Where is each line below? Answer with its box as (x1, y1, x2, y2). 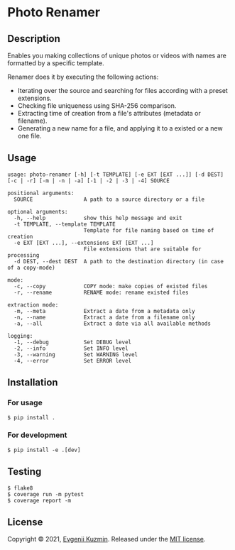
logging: (7, 332, 33, 339)
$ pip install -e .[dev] (7, 446, 81, 453)
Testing (7, 466, 42, 478)
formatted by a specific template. (7, 59, 104, 67)
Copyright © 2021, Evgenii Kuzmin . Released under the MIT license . (7, 535, 206, 544)
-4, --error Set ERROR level (13, 357, 132, 364)
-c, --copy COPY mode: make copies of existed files (13, 282, 208, 290)
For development (7, 430, 67, 440)
